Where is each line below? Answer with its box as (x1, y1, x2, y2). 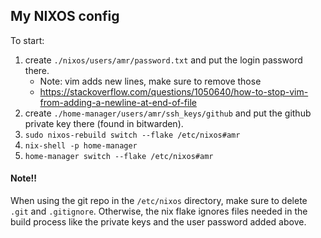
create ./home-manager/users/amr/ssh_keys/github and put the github (24, 107, 312, 119)
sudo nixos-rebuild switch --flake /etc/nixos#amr (24, 130, 241, 140)
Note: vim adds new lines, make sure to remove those (39, 75, 262, 87)
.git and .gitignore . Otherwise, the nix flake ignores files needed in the (10, 205, 308, 218)
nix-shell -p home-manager (24, 140, 138, 151)
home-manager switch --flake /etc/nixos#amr (24, 151, 214, 161)
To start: (10, 34, 45, 46)
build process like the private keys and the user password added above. (10, 216, 307, 228)
